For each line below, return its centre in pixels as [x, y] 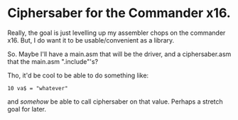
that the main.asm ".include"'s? [53, 61]
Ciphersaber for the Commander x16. [119, 13]
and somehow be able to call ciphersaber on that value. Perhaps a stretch [115, 102]
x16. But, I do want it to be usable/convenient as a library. [91, 40]
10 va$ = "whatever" [38, 88]
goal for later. [27, 109]
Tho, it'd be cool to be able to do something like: [78, 75]
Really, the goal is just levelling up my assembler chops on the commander [117, 33]
